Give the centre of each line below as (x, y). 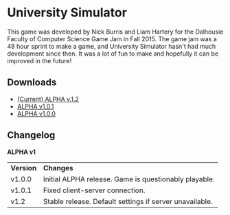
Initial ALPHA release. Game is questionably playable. (129, 179)
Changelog (31, 135)
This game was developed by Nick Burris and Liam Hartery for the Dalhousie (115, 32)
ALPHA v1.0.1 (35, 106)
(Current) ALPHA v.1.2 (48, 99)
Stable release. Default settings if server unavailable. (128, 201)
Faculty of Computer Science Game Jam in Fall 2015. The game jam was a (112, 38)
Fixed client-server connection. (94, 190)
